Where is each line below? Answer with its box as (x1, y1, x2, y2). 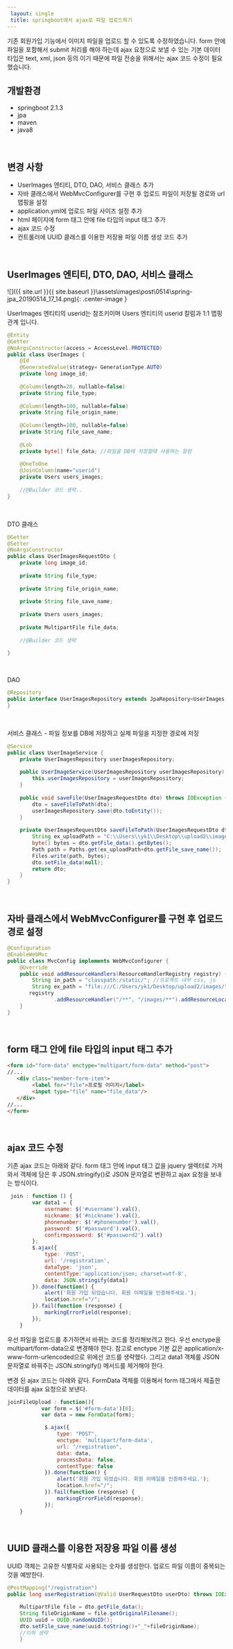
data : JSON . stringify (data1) (44, 1276, 129, 1284)
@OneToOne (19, 461, 49, 468)
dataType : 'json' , (44, 1264, 98, 1271)
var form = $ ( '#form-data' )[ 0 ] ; (41, 1405, 135, 1412)
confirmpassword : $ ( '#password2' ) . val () (44, 1231, 163, 1239)
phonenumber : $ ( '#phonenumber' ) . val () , (44, 1219, 159, 1226)
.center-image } (82, 294, 128, 303)
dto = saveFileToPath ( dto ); (32, 801, 113, 808)
